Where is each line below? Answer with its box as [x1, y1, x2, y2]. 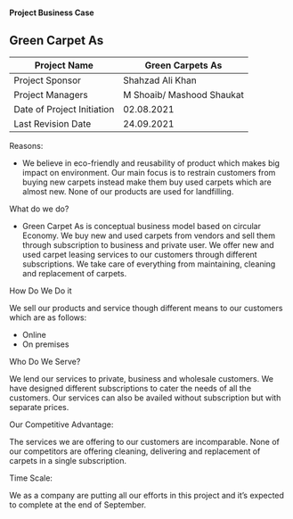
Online [21, 330, 46, 341]
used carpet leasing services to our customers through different [21, 250, 257, 260]
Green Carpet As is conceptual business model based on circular [21, 221, 261, 232]
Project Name [34, 59, 94, 71]
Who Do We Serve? [9, 357, 81, 367]
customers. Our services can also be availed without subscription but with [9, 392, 281, 403]
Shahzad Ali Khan [123, 74, 198, 86]
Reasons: [9, 141, 44, 152]
